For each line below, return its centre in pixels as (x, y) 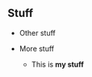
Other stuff (37, 32)
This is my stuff (57, 64)
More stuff (37, 49)
